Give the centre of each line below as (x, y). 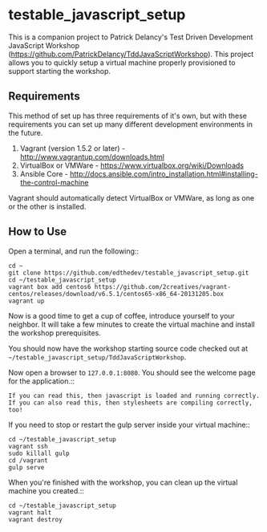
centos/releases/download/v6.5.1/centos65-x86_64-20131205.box (116, 294)
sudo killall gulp (39, 453)
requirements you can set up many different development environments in (131, 124)
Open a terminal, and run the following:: (73, 251)
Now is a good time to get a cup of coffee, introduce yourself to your (121, 315)
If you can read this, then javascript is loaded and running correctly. (134, 396)
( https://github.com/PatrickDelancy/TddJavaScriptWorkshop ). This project (131, 54)
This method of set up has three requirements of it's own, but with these (127, 116)
